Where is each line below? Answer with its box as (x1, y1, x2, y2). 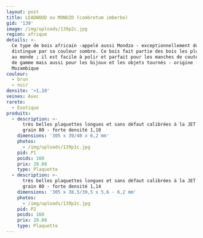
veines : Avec (6, 93, 39, 99)
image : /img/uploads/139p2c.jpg (6, 25, 88, 32)
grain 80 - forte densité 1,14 (22, 183, 101, 190)
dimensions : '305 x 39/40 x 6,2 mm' (17, 133, 110, 139)
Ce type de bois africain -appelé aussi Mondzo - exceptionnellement (11, 43, 190, 49)
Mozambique (11, 65, 39, 71)
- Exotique (11, 104, 39, 111)
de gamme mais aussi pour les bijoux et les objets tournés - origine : (11, 59, 199, 65)
